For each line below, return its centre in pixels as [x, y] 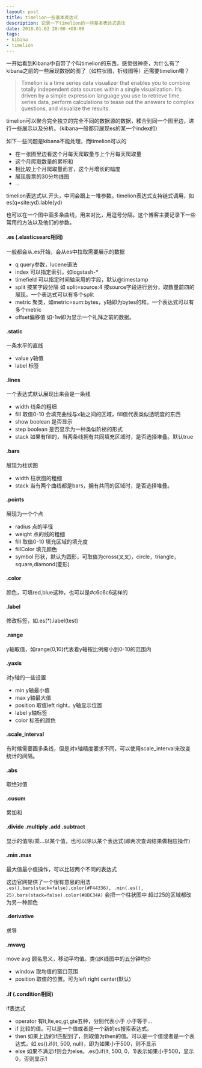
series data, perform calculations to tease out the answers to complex [107, 102]
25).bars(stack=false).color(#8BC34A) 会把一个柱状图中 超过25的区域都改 [99, 895]
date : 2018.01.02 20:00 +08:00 [45, 29]
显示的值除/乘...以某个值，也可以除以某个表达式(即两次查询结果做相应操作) [98, 841]
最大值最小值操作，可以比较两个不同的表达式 [62, 869]
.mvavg [16, 945]
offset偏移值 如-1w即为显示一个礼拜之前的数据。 [75, 317]
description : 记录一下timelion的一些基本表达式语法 [66, 23]
